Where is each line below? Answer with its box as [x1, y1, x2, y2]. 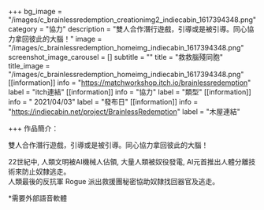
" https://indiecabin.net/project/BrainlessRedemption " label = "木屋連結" [8, 107, 240, 116]
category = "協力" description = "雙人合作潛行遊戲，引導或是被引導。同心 [8, 24, 247, 34]
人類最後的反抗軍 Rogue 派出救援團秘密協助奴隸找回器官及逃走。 [8, 177, 220, 186]
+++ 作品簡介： [8, 123, 59, 133]
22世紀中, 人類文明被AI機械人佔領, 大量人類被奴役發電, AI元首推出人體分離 [8, 157, 249, 166]
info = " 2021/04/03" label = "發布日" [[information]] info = [8, 98, 199, 106]
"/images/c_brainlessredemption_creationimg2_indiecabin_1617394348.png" [8, 15, 257, 24]
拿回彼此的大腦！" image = [14, 35, 102, 43]
